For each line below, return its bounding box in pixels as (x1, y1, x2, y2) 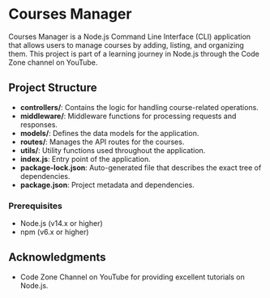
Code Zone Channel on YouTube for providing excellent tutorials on (19, 272, 245, 282)
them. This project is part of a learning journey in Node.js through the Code (8, 49, 259, 58)
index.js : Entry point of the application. (19, 154, 152, 164)
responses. (19, 119, 58, 130)
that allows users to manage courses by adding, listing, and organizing (8, 40, 245, 49)
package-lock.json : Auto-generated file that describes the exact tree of (19, 163, 262, 172)
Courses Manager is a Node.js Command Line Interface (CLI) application (8, 32, 251, 41)
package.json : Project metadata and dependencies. (19, 180, 195, 189)
